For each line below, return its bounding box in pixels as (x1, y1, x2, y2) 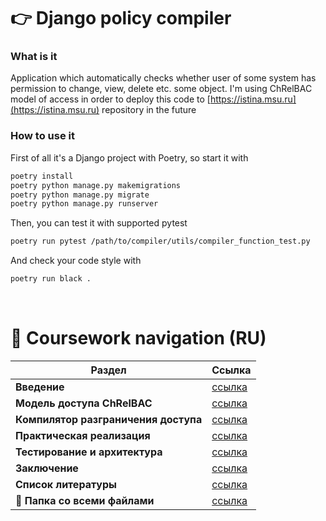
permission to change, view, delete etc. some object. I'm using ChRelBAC (10, 83, 313, 95)
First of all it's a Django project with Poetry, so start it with (10, 151, 249, 164)
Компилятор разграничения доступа (15, 412, 203, 426)
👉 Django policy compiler (10, 7, 232, 30)
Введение (15, 380, 65, 394)
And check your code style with (10, 255, 142, 267)
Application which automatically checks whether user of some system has (10, 72, 317, 84)
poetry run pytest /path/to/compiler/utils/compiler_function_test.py (10, 236, 311, 247)
